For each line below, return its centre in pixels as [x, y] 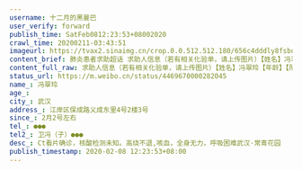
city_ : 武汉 [30, 101]
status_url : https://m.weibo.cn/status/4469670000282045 [118, 76]
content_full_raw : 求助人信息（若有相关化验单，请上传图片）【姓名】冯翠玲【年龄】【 [149, 68]
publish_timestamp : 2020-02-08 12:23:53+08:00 [98, 151]
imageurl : [28, 51]
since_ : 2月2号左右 [43, 118]
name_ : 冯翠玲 [34, 85]
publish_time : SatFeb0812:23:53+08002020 [88, 34]
